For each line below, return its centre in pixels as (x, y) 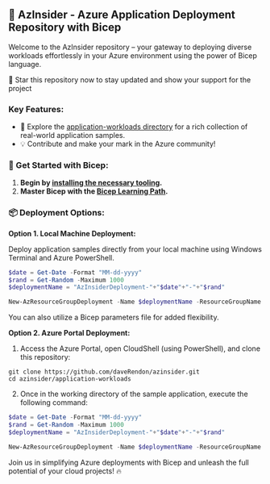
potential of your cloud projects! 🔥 (65, 471)
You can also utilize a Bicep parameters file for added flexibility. (114, 317)
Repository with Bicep (65, 28)
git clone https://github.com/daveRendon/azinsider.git (104, 372)
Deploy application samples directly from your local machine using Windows (135, 249)
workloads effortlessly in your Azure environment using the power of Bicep (133, 55)
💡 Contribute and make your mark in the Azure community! (118, 144)
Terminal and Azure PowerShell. (62, 257)
